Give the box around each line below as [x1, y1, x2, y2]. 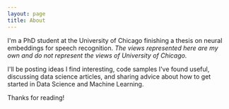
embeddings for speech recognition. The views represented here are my [7, 44, 218, 52]
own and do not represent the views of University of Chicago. [7, 51, 187, 60]
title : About [7, 17, 46, 24]
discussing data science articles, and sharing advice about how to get [7, 72, 211, 81]
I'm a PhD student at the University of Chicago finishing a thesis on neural [7, 36, 223, 44]
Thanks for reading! [7, 93, 65, 102]
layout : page [7, 10, 46, 18]
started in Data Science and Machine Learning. [7, 79, 144, 88]
